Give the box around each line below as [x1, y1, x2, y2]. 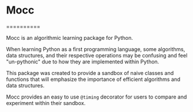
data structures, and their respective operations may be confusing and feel [6, 52, 188, 59]
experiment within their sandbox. [6, 99, 86, 106]
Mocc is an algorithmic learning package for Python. [6, 34, 134, 41]
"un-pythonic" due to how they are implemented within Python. [6, 58, 159, 65]
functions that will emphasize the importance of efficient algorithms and [6, 76, 181, 83]
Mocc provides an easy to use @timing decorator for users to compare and [6, 93, 187, 100]
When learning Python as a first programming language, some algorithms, [6, 45, 185, 53]
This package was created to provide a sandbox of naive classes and [6, 69, 174, 76]
